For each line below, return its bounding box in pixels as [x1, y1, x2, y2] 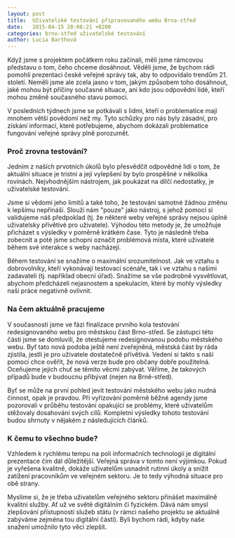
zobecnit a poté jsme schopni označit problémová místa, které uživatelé [7, 236, 215, 244]
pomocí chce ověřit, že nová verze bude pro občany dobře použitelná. [7, 357, 210, 366]
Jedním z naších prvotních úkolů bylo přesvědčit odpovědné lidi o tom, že [7, 162, 221, 171]
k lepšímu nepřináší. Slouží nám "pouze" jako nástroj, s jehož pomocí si [7, 206, 213, 214]
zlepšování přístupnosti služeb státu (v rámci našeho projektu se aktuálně [7, 508, 220, 516]
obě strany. [7, 479, 40, 488]
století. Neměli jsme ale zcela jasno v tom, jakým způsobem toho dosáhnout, [7, 78, 228, 86]
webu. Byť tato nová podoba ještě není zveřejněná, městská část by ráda [7, 342, 218, 351]
